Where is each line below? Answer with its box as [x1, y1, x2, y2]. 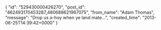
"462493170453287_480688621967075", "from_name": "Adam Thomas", [5, 9, 155, 15]
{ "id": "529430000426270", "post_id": [5, 4, 86, 10]
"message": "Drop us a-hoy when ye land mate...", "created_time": [5, 15, 141, 20]
